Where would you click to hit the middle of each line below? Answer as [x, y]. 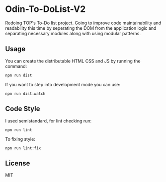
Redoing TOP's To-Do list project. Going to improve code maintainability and [83, 23]
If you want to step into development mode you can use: [63, 84]
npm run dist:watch [25, 93]
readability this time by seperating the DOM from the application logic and [81, 28]
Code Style [23, 109]
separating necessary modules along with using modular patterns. [73, 33]
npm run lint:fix [23, 148]
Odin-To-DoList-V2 [45, 9]
